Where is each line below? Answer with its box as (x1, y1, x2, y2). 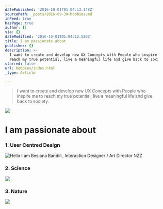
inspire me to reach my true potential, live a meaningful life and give (16, 93, 153, 99)
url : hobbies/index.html (5, 66, 55, 71)
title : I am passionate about (5, 39, 66, 44)
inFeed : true (5, 16, 32, 21)
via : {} (5, 30, 21, 35)
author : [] (5, 25, 27, 30)
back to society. (16, 98, 49, 104)
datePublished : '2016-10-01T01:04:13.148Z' (5, 7, 95, 12)
